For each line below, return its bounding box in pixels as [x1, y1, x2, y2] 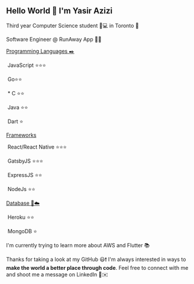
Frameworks [6, 131, 37, 138]
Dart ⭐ [7, 118, 24, 125]
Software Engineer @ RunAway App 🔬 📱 [6, 35, 102, 43]
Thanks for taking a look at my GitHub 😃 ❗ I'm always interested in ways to [6, 256, 186, 263]
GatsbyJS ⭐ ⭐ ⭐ [7, 157, 43, 164]
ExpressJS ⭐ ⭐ [7, 171, 43, 178]
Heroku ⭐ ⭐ [7, 214, 34, 221]
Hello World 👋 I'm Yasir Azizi [6, 6, 113, 16]
